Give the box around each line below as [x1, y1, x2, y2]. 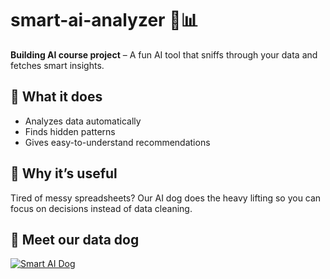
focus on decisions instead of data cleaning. [10, 202, 193, 214]
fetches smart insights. [10, 59, 105, 71]
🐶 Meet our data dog [10, 231, 140, 248]
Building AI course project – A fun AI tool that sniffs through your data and [10, 48, 318, 61]
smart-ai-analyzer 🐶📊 [10, 9, 199, 32]
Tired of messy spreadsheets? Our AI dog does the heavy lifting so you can [10, 192, 322, 204]
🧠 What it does [10, 88, 103, 106]
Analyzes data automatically [24, 115, 142, 127]
